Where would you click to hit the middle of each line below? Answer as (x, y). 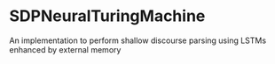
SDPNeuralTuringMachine (107, 16)
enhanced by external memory (65, 49)
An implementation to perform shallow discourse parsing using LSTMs (138, 40)
